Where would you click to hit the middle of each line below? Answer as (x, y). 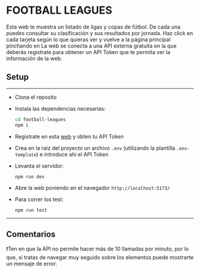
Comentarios (31, 234)
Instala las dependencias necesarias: (60, 108)
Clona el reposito (36, 97)
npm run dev (29, 177)
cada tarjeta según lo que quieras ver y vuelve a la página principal (88, 39)
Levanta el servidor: (39, 166)
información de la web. (34, 58)
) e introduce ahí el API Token (73, 154)
